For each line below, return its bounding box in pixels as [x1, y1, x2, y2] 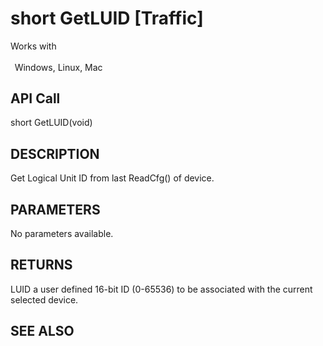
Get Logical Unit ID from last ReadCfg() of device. [10, 172, 215, 184]
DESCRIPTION [10, 145, 100, 162]
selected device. [10, 293, 79, 306]
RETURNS [10, 257, 73, 274]
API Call [10, 90, 61, 107]
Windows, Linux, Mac [14, 61, 103, 73]
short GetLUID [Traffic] [10, 7, 204, 30]
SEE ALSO [10, 323, 75, 340]
